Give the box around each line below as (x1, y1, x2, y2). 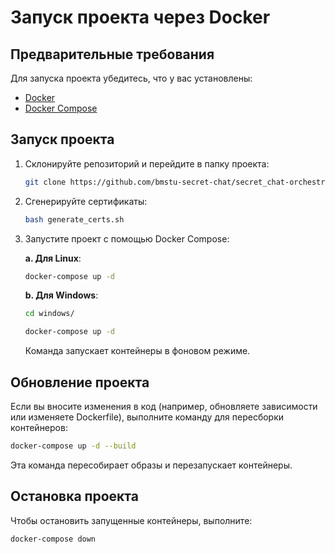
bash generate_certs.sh (24, 214, 125, 225)
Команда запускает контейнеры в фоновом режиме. (24, 345, 251, 357)
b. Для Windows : (24, 289, 99, 301)
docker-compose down (10, 534, 97, 544)
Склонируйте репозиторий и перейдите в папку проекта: (24, 157, 270, 170)
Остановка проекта (10, 488, 139, 505)
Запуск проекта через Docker (10, 6, 271, 29)
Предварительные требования (10, 46, 215, 63)
